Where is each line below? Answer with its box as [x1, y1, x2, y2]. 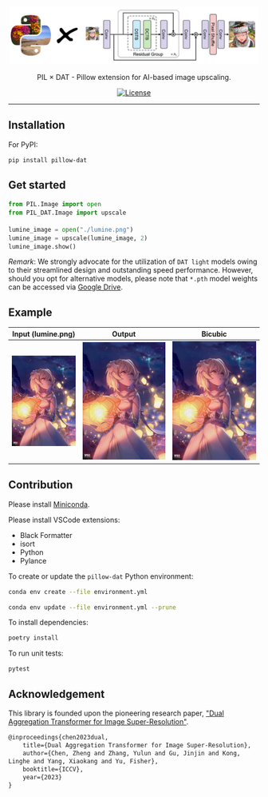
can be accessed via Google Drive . [8, 282, 124, 292]
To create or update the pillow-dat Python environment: [8, 571, 194, 581]
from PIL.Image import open [8, 201, 102, 209]
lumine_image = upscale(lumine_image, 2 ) [8, 234, 148, 242]
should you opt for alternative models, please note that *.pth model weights [8, 274, 258, 284]
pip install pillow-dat [8, 156, 88, 164]
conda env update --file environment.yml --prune [8, 603, 177, 612]
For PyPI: [8, 139, 38, 149]
